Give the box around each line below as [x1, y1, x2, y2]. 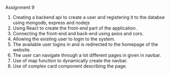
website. [12, 47, 31, 53]
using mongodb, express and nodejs [12, 20, 90, 26]
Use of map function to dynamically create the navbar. [12, 58, 128, 63]
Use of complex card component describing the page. [12, 63, 127, 69]
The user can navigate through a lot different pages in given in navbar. [12, 52, 161, 58]
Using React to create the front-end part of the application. [12, 25, 137, 31]
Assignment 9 [5, 5, 35, 10]
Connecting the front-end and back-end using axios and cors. [12, 31, 144, 36]
